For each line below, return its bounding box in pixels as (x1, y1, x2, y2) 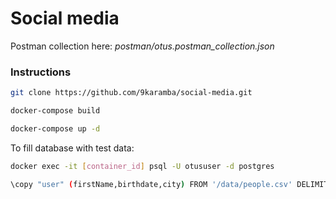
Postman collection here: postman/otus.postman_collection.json (10, 40, 275, 52)
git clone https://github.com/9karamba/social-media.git (10, 88, 253, 98)
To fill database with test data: (10, 142, 135, 154)
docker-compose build (10, 106, 101, 116)
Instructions (10, 65, 72, 79)
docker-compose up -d (10, 123, 101, 134)
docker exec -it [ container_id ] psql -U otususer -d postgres (10, 161, 275, 171)
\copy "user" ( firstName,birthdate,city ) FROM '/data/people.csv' (10, 179, 293, 189)
